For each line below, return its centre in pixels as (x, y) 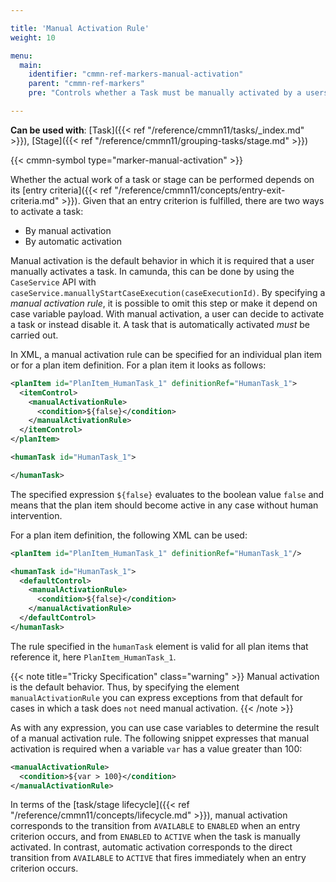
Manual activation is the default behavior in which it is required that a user (162, 260)
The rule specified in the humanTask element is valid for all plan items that (159, 646)
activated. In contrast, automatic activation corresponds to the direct (151, 847)
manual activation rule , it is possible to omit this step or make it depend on (164, 303)
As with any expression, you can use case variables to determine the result (165, 727)
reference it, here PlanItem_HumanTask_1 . (93, 657)
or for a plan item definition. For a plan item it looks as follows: (138, 365)
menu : (21, 56)
